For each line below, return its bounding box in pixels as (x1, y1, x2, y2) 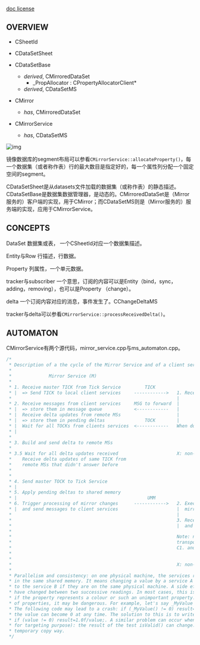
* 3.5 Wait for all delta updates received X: (8, 451, 183, 457)
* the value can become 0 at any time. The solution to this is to (8, 611, 180, 618)
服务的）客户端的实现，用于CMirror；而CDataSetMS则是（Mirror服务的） (6, 198, 186, 205)
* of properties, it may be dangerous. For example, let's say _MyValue (8, 600, 193, 606)
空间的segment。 (6, 170, 49, 178)
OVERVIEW (6, 22, 49, 32)
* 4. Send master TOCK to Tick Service (8, 478, 108, 485)
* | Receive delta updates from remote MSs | (8, 412, 180, 418)
